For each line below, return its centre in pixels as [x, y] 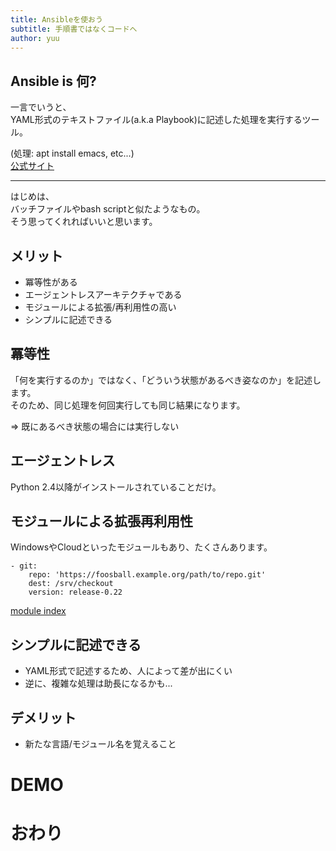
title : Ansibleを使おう [56, 19]
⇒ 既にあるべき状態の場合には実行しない [95, 426]
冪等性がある [51, 282]
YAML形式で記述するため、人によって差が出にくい [128, 671]
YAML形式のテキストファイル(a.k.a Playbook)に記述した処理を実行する [156, 120]
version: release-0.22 [75, 592]
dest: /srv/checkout [71, 584]
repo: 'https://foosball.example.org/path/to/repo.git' [147, 575]
